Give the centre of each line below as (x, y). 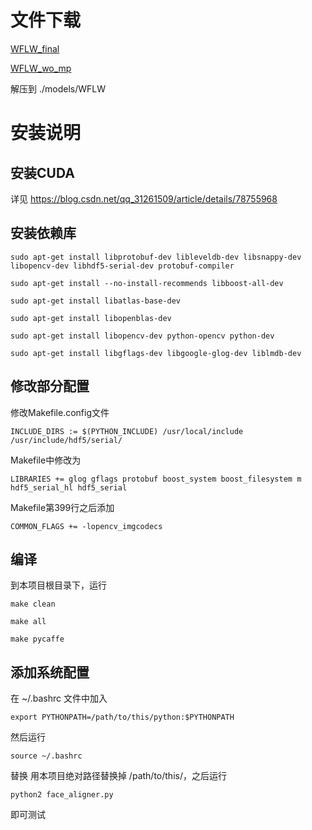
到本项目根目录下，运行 (58, 585)
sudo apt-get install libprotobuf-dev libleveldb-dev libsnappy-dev (156, 257)
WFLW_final (35, 48)
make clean (33, 604)
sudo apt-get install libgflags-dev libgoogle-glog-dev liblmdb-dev (156, 353)
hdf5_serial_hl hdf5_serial (69, 487)
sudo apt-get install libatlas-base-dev (96, 301)
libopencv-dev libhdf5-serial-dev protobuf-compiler (122, 266)
